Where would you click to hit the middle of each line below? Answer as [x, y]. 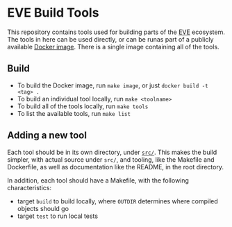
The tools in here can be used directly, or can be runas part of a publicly [110, 39]
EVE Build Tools [53, 13]
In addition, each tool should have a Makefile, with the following [98, 180]
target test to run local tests [58, 216]
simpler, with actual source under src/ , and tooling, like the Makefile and [111, 159]
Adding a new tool [47, 136]
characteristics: [30, 187]
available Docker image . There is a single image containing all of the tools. [114, 47]
